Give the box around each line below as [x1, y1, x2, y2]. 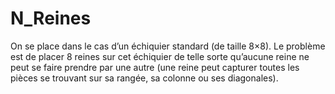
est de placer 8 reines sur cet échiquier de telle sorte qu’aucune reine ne [10, 50, 310, 62]
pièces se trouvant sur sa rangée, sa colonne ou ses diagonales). [10, 72, 279, 84]
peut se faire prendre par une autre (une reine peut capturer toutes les [10, 61, 300, 73]
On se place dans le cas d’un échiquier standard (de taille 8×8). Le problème [10, 40, 326, 52]
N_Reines [10, 7, 92, 30]
